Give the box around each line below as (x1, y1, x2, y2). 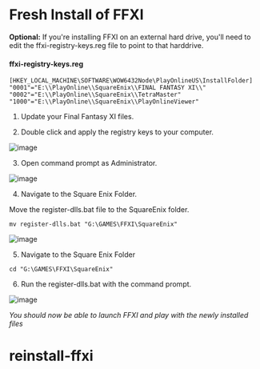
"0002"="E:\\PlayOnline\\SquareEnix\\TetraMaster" (9, 90, 182, 99)
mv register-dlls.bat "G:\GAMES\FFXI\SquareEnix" (9, 220, 178, 229)
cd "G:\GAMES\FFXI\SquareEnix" (9, 266, 114, 274)
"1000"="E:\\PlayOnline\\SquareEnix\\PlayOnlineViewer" (9, 98, 199, 106)
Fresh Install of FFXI (9, 6, 144, 24)
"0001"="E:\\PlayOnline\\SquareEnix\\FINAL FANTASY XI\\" (9, 84, 206, 92)
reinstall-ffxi (9, 347, 94, 365)
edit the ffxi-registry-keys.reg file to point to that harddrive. (9, 40, 204, 50)
